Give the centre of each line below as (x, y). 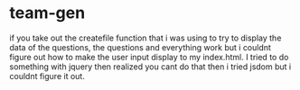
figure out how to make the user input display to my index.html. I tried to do (149, 57)
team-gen (47, 13)
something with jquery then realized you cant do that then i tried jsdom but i (150, 67)
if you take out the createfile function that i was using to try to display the (145, 38)
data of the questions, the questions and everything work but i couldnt (140, 47)
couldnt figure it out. (47, 76)
